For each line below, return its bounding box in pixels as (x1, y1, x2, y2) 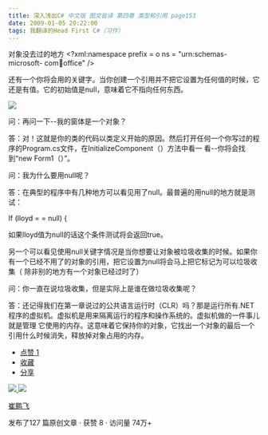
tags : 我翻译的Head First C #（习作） (8, 26, 124, 34)
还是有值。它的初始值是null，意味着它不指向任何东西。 (8, 85, 188, 94)
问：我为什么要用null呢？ (8, 171, 90, 180)
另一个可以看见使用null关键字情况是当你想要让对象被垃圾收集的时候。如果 (8, 247, 251, 256)
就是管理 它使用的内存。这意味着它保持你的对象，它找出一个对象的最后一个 (8, 321, 255, 330)
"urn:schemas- (178, 49, 227, 59)
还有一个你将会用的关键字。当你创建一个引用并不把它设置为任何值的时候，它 (8, 75, 260, 85)
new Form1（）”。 (18, 153, 74, 164)
